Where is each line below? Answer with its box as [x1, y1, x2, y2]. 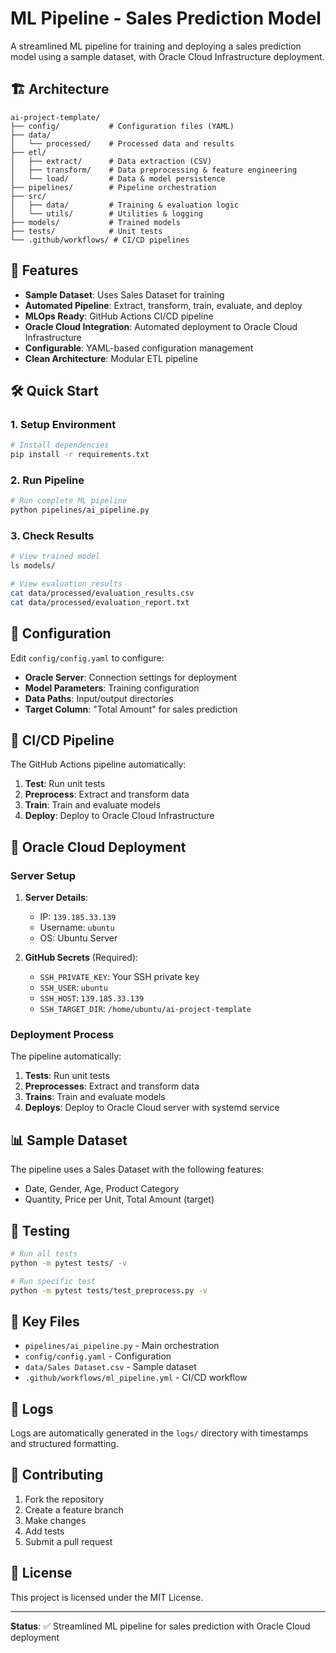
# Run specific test [10, 1276, 97, 1286]
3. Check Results [10, 528, 95, 542]
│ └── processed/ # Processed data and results [10, 138, 235, 149]
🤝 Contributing [10, 1467, 104, 1484]
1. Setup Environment [10, 417, 117, 431]
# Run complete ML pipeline [10, 496, 128, 506]
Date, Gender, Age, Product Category [24, 1183, 180, 1195]
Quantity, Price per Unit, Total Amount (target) [24, 1193, 215, 1206]
